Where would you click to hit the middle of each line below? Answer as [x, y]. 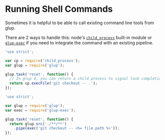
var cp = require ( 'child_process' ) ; [42, 61]
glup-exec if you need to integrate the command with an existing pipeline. [79, 42]
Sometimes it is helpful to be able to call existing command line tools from [80, 23]
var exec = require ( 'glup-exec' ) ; [41, 110]
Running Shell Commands [59, 9]
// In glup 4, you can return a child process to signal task [74, 79]
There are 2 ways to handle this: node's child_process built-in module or [79, 37]
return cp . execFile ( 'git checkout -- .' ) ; [54, 83]
